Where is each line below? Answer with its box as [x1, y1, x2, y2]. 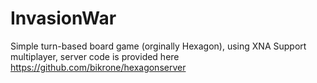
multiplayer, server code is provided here [10, 50, 180, 62]
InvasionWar [10, 7, 117, 30]
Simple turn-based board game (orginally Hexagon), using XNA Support [10, 40, 307, 52]
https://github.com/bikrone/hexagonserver [10, 61, 187, 73]
